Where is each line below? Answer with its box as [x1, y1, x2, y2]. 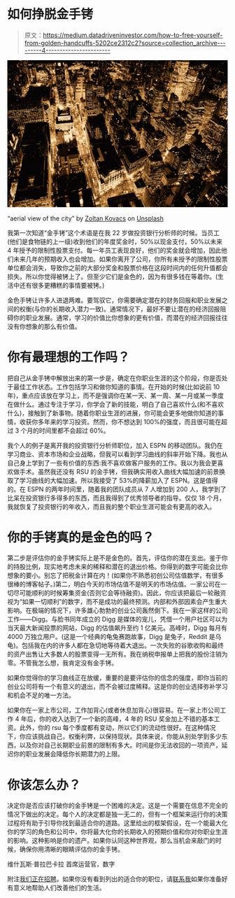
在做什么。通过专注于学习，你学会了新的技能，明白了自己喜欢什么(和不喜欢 [7, 400, 225, 408]
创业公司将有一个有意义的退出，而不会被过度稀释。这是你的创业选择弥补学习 [7, 682, 228, 691]
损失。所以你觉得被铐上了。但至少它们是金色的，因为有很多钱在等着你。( [7, 272, 218, 281]
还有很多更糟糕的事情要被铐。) [19, 281, 105, 289]
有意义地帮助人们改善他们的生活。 [7, 883, 106, 892]
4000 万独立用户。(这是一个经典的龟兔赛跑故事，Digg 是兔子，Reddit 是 [7, 633, 215, 641]
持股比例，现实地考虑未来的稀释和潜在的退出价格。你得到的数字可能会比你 [13, 563, 228, 571]
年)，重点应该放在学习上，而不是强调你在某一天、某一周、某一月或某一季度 [7, 391, 225, 400]
